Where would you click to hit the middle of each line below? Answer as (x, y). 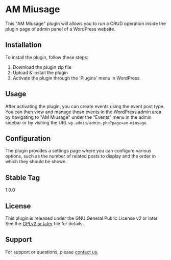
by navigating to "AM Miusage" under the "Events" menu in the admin (79, 117)
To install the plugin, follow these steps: (47, 57)
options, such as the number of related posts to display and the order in (81, 156)
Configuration (28, 138)
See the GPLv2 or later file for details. (45, 224)
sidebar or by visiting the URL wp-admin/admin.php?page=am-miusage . (77, 122)
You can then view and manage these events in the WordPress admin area (83, 112)
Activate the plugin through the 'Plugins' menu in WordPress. (77, 78)
